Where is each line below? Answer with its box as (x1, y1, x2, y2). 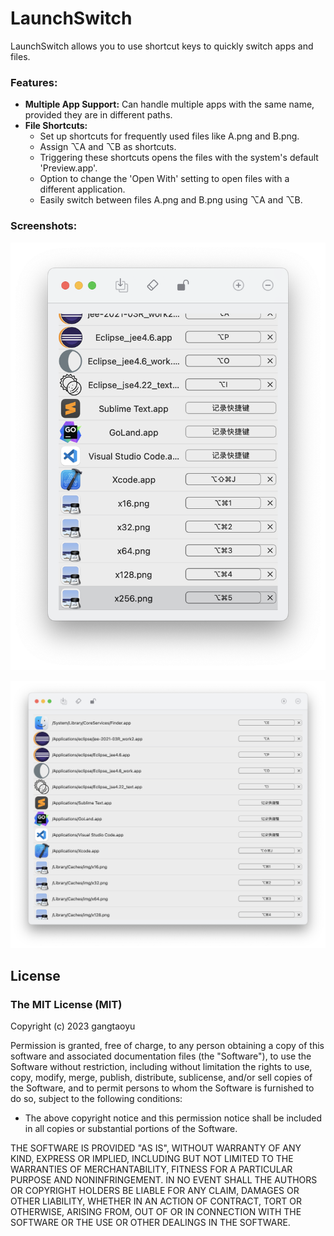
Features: (10, 75, 58, 89)
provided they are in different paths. (24, 109, 173, 121)
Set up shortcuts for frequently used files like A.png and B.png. (39, 130, 300, 142)
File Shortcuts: (24, 120, 88, 132)
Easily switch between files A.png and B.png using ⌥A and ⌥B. (39, 194, 303, 206)
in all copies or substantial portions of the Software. (24, 1123, 238, 1135)
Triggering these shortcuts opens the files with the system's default (39, 152, 319, 164)
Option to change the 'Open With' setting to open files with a (39, 173, 290, 185)
